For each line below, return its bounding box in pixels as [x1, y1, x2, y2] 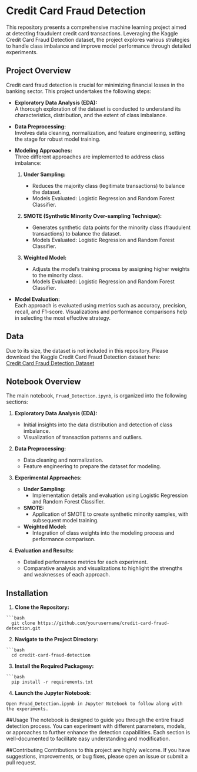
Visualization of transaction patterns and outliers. [23, 434, 143, 441]
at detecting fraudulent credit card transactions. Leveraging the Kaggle [6, 29, 178, 37]
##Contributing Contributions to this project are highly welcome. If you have [6, 747, 191, 754]
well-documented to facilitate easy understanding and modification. [6, 735, 171, 743]
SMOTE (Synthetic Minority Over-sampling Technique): [23, 212, 162, 219]
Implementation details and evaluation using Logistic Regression [32, 492, 188, 499]
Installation [6, 588, 48, 598]
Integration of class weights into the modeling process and [32, 529, 175, 536]
